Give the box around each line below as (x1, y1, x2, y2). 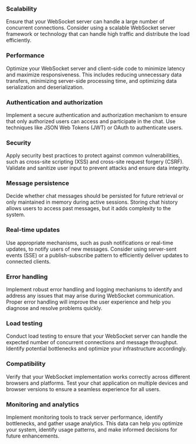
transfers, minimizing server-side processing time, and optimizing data (6, 77, 177, 84)
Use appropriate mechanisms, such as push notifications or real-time (6, 239, 174, 246)
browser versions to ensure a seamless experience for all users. (6, 385, 161, 392)
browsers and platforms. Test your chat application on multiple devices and (6, 379, 188, 386)
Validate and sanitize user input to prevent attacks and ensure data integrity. (6, 164, 191, 171)
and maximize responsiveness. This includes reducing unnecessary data (6, 71, 182, 78)
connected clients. (6, 258, 51, 265)
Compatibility (6, 360, 46, 368)
